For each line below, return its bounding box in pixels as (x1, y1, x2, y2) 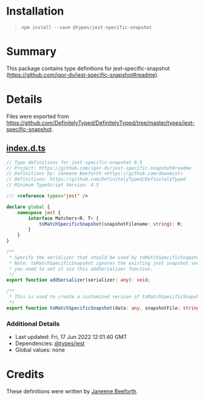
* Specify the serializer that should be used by (8, 254, 137, 260)
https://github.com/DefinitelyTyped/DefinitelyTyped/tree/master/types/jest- (6, 119, 195, 126)
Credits (6, 368, 44, 382)
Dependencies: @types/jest (15, 340, 85, 347)
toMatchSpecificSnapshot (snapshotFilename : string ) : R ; (38, 221, 183, 227)
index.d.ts (6, 143, 46, 153)
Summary (6, 44, 56, 58)
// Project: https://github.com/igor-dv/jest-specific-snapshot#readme (6, 165, 191, 171)
